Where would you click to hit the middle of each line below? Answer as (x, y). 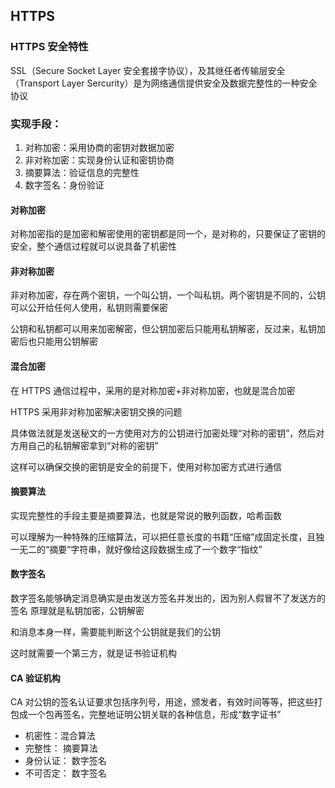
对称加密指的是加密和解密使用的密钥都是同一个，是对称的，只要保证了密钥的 (168, 234)
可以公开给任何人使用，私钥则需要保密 (89, 308)
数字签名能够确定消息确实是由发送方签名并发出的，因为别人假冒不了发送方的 (168, 598)
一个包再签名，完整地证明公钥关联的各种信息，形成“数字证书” (154, 715)
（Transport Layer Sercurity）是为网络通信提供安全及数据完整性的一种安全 (164, 83)
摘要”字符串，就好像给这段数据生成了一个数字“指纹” (156, 549)
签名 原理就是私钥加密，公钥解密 (77, 610)
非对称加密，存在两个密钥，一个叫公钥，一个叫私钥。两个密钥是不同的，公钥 (168, 295)
